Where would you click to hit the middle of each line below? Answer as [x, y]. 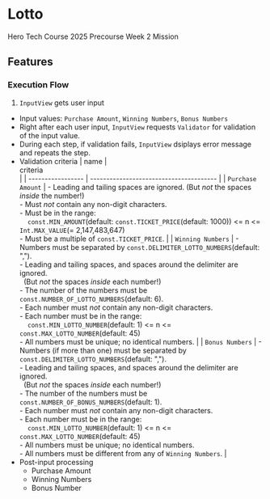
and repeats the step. [55, 152]
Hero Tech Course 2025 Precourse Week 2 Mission [93, 36]
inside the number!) [52, 196]
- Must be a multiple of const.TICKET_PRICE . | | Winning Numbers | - [129, 239]
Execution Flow [38, 85]
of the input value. [49, 135]
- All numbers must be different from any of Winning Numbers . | [123, 453]
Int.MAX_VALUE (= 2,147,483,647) [72, 230]
